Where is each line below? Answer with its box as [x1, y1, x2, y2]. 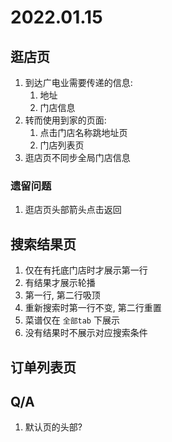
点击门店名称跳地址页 [39, 127, 128, 138]
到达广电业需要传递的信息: [24, 77, 133, 88]
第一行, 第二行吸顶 [24, 289, 101, 301]
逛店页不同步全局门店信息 [24, 152, 131, 163]
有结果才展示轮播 [24, 277, 96, 289]
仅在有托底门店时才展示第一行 [24, 264, 148, 276]
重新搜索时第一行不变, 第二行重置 [24, 302, 162, 314]
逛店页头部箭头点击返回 [24, 204, 122, 216]
